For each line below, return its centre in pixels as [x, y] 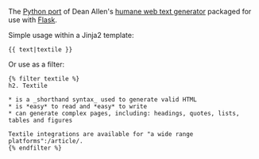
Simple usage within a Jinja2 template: [71, 35]
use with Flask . [33, 20]
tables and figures [41, 120]
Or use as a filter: [37, 64]
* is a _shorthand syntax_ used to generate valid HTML [102, 100]
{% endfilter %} [35, 148]
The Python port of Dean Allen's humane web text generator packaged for [130, 11]
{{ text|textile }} [41, 50]
